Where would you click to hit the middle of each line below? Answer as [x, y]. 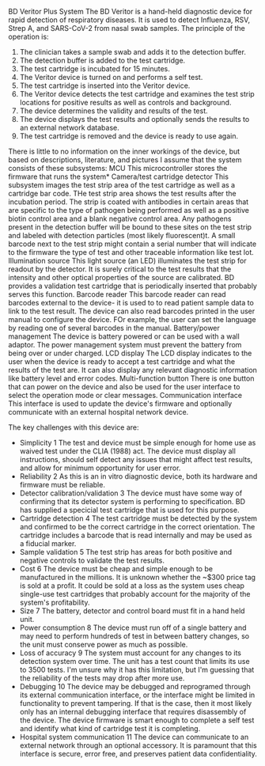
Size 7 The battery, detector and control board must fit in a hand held [132, 611]
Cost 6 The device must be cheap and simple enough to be [116, 569]
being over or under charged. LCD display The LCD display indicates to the [130, 353]
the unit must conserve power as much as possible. [104, 645]
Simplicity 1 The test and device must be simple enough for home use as [138, 443]
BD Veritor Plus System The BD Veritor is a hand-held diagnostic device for [131, 11]
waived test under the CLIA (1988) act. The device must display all [127, 451]
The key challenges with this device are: [74, 427]
